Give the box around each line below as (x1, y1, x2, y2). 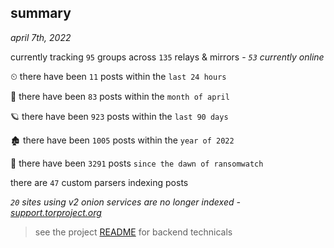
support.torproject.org (10, 206, 102, 218)
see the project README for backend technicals (34, 226, 233, 238)
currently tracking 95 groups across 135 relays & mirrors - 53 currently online (10, 51, 325, 63)
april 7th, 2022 (10, 31, 72, 43)
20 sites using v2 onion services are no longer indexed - (10, 196, 241, 208)
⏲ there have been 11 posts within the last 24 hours (10, 70, 227, 82)
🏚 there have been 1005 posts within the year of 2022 (10, 134, 235, 146)
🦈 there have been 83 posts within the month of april (10, 90, 230, 102)
